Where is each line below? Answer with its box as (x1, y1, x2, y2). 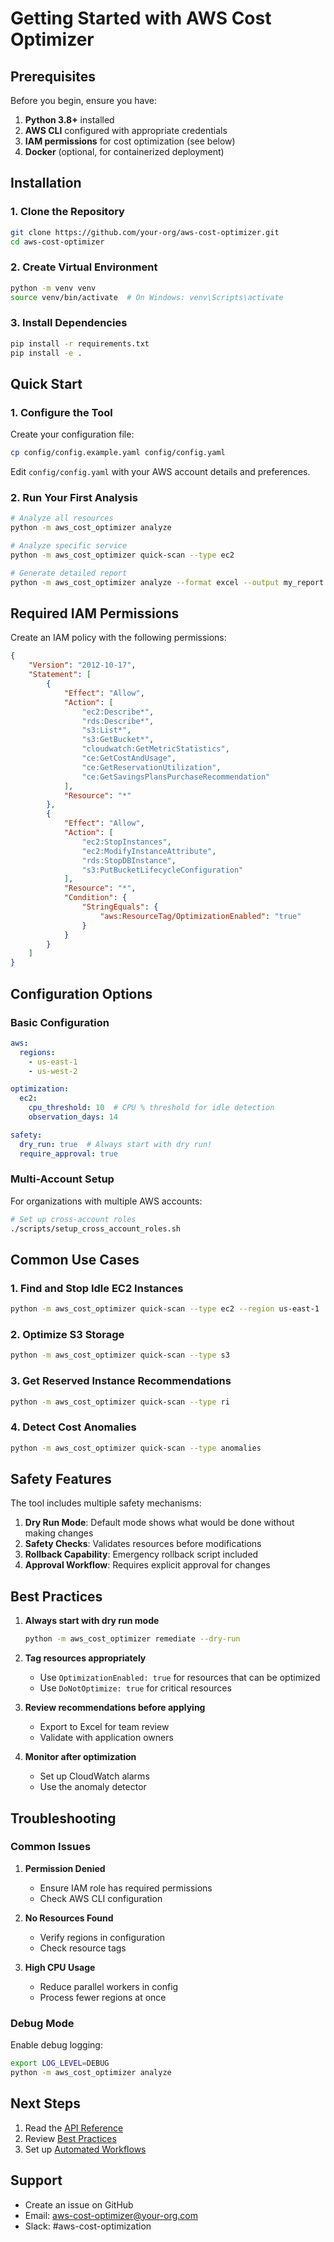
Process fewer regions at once (39, 1991, 167, 2003)
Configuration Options (10, 985, 153, 1002)
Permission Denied (24, 1862, 106, 1874)
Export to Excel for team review (39, 1721, 170, 1733)
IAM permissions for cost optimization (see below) (24, 135, 236, 147)
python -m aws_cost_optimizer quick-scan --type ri (10, 1397, 230, 1407)
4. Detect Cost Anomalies (10, 1420, 137, 1434)
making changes (24, 1527, 94, 1539)
